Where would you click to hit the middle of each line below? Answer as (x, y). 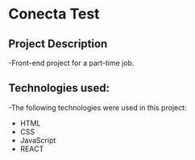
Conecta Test (54, 14)
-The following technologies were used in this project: (97, 107)
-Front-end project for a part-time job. (71, 63)
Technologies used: (59, 88)
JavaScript (38, 140)
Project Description (58, 44)
